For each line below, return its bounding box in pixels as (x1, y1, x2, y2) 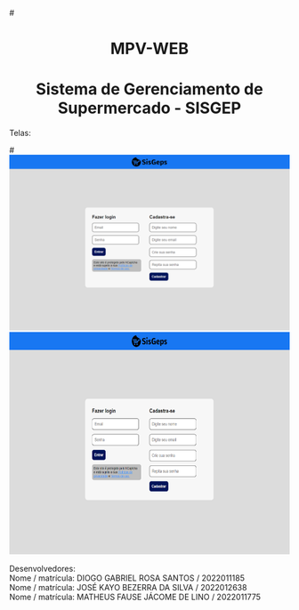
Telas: (9, 128, 31, 139)
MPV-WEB (109, 39, 190, 59)
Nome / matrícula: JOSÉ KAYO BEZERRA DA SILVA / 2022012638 (9, 582, 247, 593)
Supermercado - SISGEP (57, 98, 242, 118)
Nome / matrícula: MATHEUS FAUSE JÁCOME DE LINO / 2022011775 (9, 591, 261, 603)
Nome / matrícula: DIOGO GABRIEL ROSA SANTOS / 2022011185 (9, 573, 245, 583)
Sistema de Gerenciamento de (35, 79, 264, 100)
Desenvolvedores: (9, 564, 76, 574)
